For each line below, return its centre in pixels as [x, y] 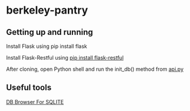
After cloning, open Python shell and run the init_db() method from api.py [95, 69]
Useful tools [29, 88]
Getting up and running [50, 32]
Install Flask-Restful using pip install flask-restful [65, 58]
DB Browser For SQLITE [35, 102]
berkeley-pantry [47, 10]
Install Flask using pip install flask [47, 46]
